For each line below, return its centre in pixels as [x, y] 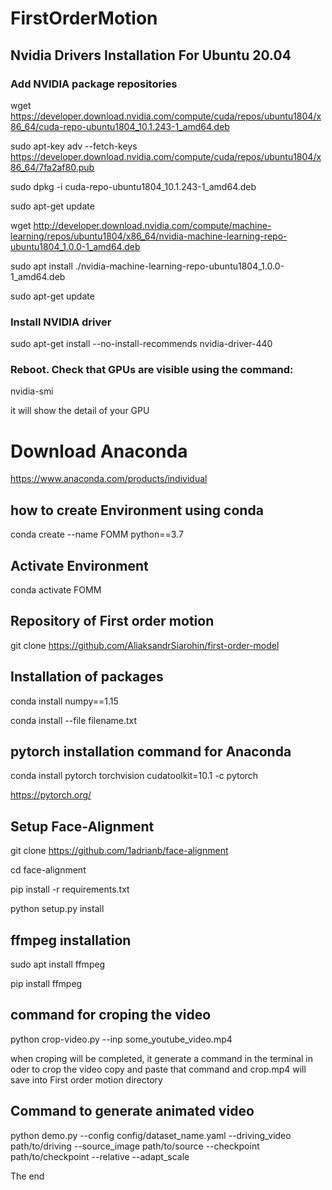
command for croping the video [111, 1015]
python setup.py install [57, 909]
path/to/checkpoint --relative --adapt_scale [100, 1156]
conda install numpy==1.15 [64, 701]
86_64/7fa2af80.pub [52, 167]
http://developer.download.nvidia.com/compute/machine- [152, 225]
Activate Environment [79, 565]
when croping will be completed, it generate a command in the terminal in [162, 1058]
